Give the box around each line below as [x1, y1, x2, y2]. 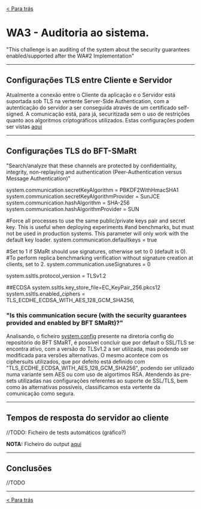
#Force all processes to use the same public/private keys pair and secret [6, 217, 185, 224]
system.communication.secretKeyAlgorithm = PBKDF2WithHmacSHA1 [6, 186, 179, 194]
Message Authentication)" [6, 174, 71, 182]
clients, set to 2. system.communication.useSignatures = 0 [6, 260, 151, 267]
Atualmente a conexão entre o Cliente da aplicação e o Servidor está [6, 91, 175, 98]
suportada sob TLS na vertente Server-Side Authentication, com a [6, 97, 169, 104]
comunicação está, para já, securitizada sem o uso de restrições [31, 110, 190, 118]
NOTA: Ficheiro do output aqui [6, 440, 82, 447]
